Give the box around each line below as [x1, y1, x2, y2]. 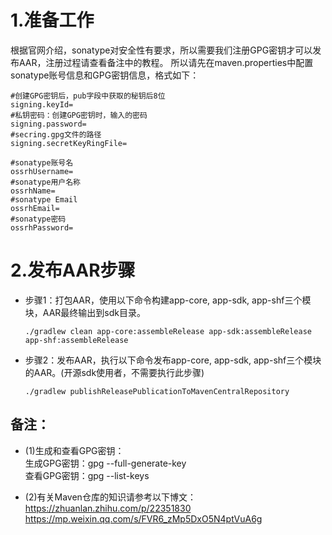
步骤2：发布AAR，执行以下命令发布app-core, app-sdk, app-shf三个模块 [24, 354, 322, 366]
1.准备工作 [10, 9, 95, 32]
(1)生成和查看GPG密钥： [24, 444, 125, 456]
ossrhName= [10, 186, 56, 196]
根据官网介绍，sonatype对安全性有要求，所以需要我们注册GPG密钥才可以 [10, 44, 313, 56]
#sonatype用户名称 [10, 177, 81, 187]
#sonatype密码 [10, 214, 67, 224]
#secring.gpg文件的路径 [10, 129, 102, 140]
